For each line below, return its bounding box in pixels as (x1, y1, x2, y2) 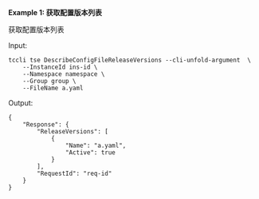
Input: (8, 41, 28, 50)
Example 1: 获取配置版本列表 (8, 8, 102, 17)
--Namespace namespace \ (22, 70, 105, 78)
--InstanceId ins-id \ (22, 63, 98, 71)
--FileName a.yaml (22, 84, 84, 92)
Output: (8, 98, 33, 107)
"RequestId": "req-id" (37, 169, 112, 177)
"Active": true (65, 149, 116, 157)
